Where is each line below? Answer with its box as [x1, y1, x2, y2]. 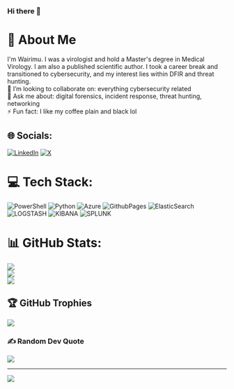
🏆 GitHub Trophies [7, 297, 93, 309]
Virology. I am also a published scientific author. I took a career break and [7, 62, 218, 70]
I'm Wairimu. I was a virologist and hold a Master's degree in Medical [7, 55, 205, 63]
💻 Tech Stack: [7, 174, 93, 190]
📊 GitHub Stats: [7, 235, 102, 251]
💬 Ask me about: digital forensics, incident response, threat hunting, [7, 92, 202, 100]
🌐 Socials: [7, 130, 53, 142]
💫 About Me [7, 32, 77, 48]
